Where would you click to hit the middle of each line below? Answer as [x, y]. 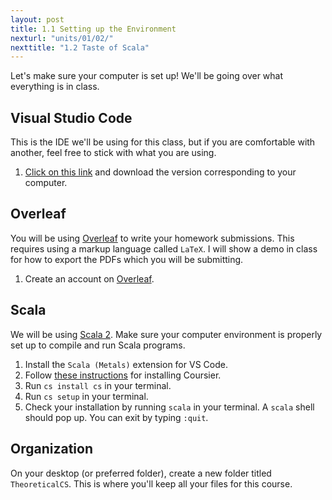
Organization [51, 449]
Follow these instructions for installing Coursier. [123, 375]
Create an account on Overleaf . [89, 278]
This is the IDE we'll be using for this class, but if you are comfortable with [163, 142]
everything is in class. [55, 87]
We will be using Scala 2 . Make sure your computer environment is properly [166, 334]
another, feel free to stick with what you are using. [113, 153]
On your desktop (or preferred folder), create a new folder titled [141, 473]
